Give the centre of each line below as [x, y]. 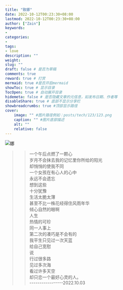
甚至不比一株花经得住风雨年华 [59, 203]
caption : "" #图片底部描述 [39, 120]
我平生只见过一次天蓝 [51, 240]
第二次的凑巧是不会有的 [53, 234]
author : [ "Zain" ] [23, 23]
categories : [17, 37]
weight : [13, 60]
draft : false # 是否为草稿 [31, 70]
